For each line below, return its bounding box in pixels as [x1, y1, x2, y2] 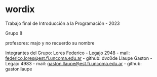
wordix [5, 4, 35, 15]
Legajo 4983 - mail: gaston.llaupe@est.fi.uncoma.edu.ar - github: [5, 60, 142, 66]
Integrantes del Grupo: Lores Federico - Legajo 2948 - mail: [5, 50, 130, 56]
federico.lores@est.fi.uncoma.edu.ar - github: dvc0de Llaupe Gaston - [5, 55, 152, 61]
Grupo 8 [5, 30, 23, 36]
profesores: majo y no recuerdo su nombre [5, 40, 95, 46]
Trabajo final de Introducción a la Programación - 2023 [5, 20, 120, 26]
